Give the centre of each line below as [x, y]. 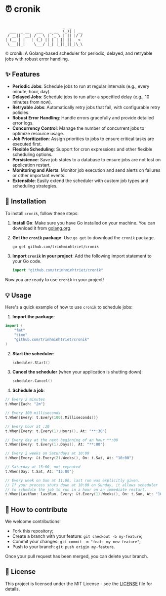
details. [13, 589]
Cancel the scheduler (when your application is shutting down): [78, 372]
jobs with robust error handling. [37, 59]
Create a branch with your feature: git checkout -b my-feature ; [77, 536]
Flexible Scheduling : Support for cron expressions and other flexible [82, 149]
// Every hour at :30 [27, 426]
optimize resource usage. [38, 133]
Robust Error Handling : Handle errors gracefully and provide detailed [83, 117]
